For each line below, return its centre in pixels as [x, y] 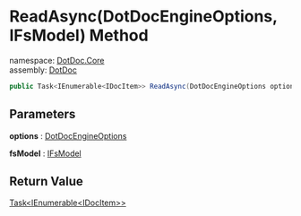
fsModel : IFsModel [46, 153]
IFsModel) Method [79, 35]
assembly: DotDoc [43, 70]
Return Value [46, 181]
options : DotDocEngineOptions [68, 135]
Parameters [43, 114]
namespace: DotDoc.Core [57, 60]
